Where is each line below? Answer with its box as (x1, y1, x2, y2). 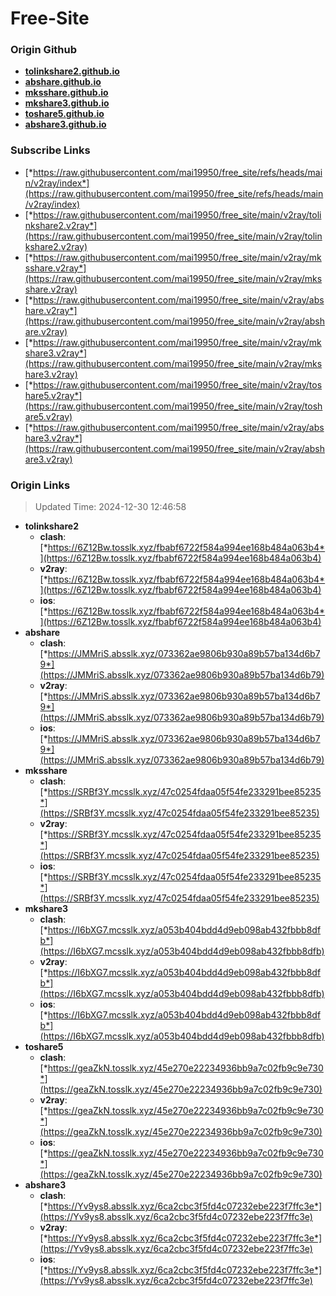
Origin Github (10, 43, 78, 57)
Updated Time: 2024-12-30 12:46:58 (34, 501, 187, 513)
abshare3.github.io (24, 118, 107, 131)
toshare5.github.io (24, 108, 105, 120)
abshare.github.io (24, 76, 102, 88)
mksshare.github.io (24, 87, 109, 99)
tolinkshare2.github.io (24, 65, 120, 77)
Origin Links (10, 478, 71, 492)
